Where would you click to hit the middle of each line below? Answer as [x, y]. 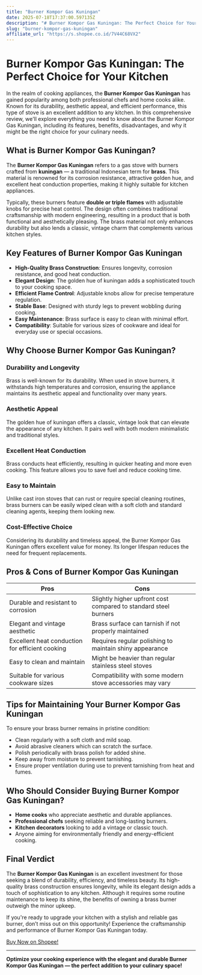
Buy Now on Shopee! [32, 941]
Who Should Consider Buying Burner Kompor [93, 791]
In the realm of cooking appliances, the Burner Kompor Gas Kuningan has [98, 93]
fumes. [24, 772]
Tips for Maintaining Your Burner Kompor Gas [93, 704]
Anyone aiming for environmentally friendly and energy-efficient [94, 834]
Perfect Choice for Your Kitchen [87, 77]
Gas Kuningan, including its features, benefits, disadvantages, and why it [96, 125]
